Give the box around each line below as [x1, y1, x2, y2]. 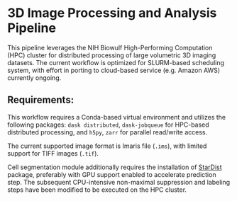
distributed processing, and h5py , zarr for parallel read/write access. [7, 127, 208, 136]
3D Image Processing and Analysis [7, 5, 217, 21]
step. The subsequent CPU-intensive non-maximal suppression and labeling [7, 178, 231, 186]
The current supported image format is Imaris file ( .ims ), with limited [7, 142, 207, 150]
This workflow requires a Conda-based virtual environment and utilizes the [7, 113, 226, 121]
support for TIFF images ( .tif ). [7, 149, 99, 157]
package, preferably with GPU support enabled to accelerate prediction [7, 170, 216, 178]
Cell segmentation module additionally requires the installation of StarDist [7, 163, 222, 171]
